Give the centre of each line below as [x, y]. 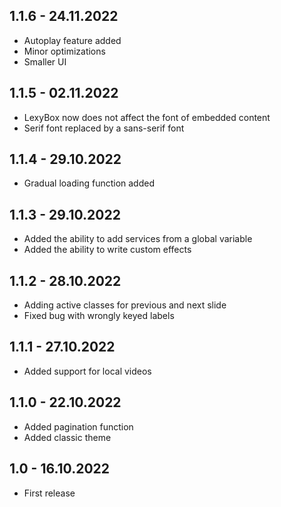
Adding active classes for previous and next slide [125, 305]
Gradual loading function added [89, 183]
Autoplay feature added [72, 40]
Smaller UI [45, 61]
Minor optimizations [64, 51]
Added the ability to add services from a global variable [138, 239]
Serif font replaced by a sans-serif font [104, 128]
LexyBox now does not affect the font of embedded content [147, 117]
